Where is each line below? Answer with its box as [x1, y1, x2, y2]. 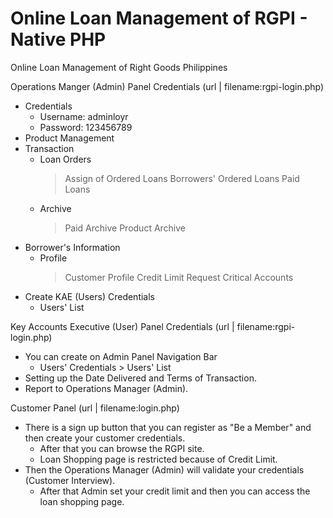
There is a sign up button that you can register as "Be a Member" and [24, 421, 312, 433]
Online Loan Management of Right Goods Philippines [10, 61, 228, 73]
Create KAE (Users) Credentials [24, 290, 156, 302]
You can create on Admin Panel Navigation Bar [24, 350, 218, 362]
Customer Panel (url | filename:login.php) [10, 402, 180, 414]
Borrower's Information [24, 241, 121, 253]
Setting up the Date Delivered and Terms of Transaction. [24, 372, 257, 384]
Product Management [24, 132, 115, 144]
